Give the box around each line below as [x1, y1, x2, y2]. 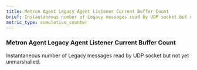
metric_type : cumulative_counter [6, 19, 88, 25]
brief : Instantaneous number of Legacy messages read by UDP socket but [6, 14, 188, 20]
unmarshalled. [6, 58, 41, 65]
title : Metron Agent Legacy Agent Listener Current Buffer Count [6, 8, 169, 15]
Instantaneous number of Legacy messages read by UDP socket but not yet [6, 52, 189, 59]
